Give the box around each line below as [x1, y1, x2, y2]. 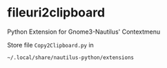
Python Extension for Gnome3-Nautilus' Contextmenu [7, 27, 161, 36]
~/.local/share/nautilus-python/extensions [7, 54, 135, 61]
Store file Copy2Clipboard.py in [7, 41, 95, 49]
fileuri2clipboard [7, 5, 106, 21]
